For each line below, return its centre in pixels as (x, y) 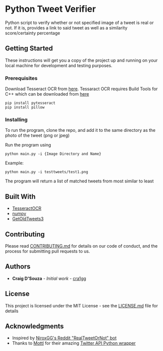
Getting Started (29, 48)
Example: (14, 163)
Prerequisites (21, 78)
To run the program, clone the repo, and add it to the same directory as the (80, 130)
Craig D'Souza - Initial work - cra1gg (49, 278)
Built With (20, 196)
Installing (16, 120)
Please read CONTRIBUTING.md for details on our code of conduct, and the (81, 246)
